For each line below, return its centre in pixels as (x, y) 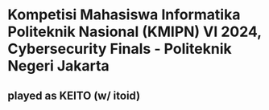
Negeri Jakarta (58, 66)
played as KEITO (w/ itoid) (74, 95)
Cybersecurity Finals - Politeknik (120, 49)
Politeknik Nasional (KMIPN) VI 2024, (134, 32)
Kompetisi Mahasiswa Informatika (124, 15)
